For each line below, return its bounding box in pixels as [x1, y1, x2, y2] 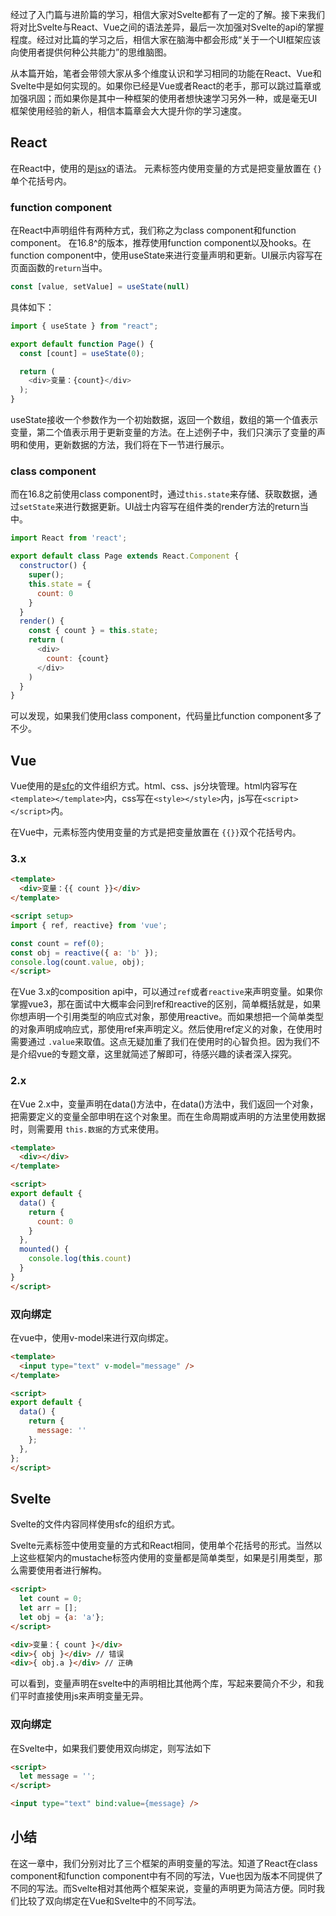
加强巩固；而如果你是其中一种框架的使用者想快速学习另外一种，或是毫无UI [10, 93, 318, 104]
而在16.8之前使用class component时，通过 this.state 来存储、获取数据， [10, 488, 309, 500]
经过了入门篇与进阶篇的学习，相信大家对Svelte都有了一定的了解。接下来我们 [10, 9, 325, 20]
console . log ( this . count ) [28, 1254, 132, 1264]
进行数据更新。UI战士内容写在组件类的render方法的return [63, 501, 300, 513]
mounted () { [19, 1244, 70, 1255]
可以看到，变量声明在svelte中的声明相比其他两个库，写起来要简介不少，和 [10, 1678, 316, 1690]
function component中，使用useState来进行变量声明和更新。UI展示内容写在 [10, 249, 323, 262]
